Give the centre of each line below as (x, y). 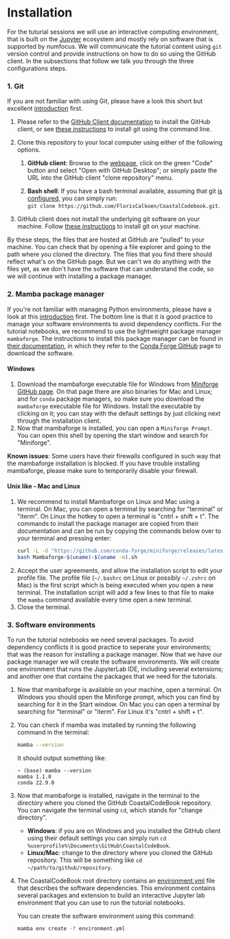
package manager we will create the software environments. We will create (113, 662)
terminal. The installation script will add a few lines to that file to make (115, 592)
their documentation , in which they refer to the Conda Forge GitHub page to (114, 346)
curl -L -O (33, 551)
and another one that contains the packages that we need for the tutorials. (112, 676)
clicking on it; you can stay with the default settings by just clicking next (119, 413)
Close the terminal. (44, 606)
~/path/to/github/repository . (70, 867)
